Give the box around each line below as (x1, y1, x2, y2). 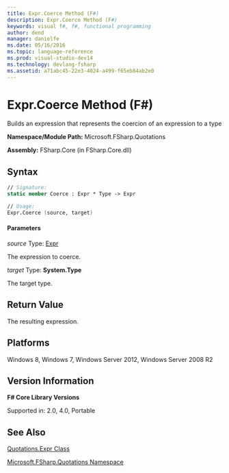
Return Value (7, 299, 64, 311)
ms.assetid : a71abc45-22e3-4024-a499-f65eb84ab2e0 (7, 67, 154, 74)
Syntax (7, 166, 38, 178)
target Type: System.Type (7, 265, 82, 274)
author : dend (7, 29, 44, 36)
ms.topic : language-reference (7, 49, 94, 56)
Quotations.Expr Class (7, 445, 70, 453)
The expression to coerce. (7, 252, 81, 260)
